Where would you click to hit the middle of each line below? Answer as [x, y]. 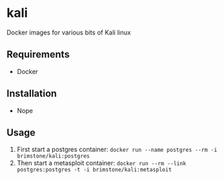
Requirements [38, 54]
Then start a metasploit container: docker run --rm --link [101, 163]
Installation [32, 94]
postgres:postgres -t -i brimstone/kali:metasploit [94, 170]
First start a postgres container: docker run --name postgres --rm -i [117, 150]
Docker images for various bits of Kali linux [69, 32]
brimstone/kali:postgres [53, 156]
